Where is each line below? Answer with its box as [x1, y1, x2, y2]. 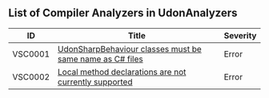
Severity [223, 29, 257, 41]
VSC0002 [12, 71, 50, 82]
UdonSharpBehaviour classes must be [57, 43, 202, 54]
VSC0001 [12, 48, 50, 59]
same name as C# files [57, 53, 143, 65]
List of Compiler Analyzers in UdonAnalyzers [8, 6, 238, 20]
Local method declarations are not [57, 66, 187, 77]
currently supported [57, 76, 133, 87]
